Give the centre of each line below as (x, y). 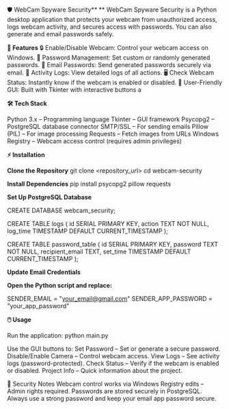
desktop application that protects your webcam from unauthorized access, (112, 20)
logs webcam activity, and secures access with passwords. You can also (109, 27)
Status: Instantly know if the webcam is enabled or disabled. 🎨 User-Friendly (115, 82)
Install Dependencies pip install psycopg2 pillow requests (89, 184)
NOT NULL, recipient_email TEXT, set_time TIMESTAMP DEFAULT (99, 251)
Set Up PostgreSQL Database (50, 197)
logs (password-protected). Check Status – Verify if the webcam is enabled (113, 363)
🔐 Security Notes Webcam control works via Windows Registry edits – (106, 384)
